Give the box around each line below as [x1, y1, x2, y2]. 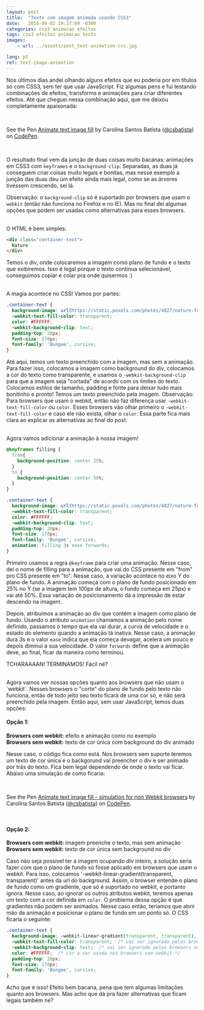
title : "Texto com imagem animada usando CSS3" [6, 15, 132, 21]
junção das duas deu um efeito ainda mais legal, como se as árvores [6, 175, 178, 183]
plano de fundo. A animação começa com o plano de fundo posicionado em [6, 578, 196, 585]
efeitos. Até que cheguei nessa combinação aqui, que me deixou [6, 96, 168, 103]
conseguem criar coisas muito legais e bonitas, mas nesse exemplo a [6, 169, 180, 176]
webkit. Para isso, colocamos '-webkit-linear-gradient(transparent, [6, 871, 173, 878]
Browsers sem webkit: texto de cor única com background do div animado [6, 738, 194, 746]
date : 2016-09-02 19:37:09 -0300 [6, 20, 97, 26]
